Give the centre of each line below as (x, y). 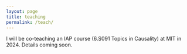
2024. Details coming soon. (39, 45)
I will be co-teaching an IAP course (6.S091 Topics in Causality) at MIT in (94, 39)
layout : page (22, 11)
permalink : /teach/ (30, 22)
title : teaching (26, 17)
